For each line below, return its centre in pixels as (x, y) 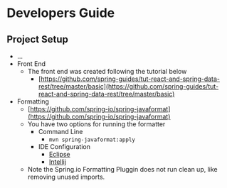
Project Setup (38, 39)
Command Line (60, 132)
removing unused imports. (66, 177)
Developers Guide (61, 13)
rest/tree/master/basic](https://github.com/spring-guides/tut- (128, 86)
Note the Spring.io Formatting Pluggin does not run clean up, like (122, 169)
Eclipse (59, 154)
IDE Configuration (64, 146)
